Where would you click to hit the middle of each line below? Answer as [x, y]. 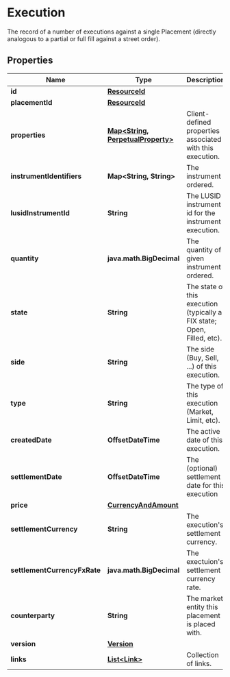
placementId [31, 102]
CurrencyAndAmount [143, 505]
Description [206, 79]
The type [201, 386]
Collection [202, 654]
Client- [198, 113]
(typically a [204, 312]
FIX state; [201, 321]
